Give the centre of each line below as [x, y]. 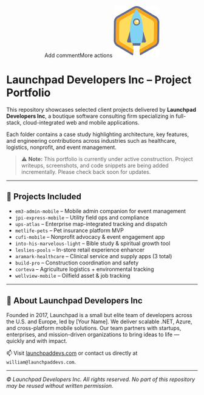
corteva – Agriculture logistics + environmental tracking [84, 269]
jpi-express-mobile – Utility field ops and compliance [82, 218]
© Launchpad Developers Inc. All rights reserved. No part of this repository [101, 379]
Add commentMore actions [79, 55]
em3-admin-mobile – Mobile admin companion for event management [100, 211]
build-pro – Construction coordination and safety [77, 263]
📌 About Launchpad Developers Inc [74, 301]
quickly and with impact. [37, 341]
